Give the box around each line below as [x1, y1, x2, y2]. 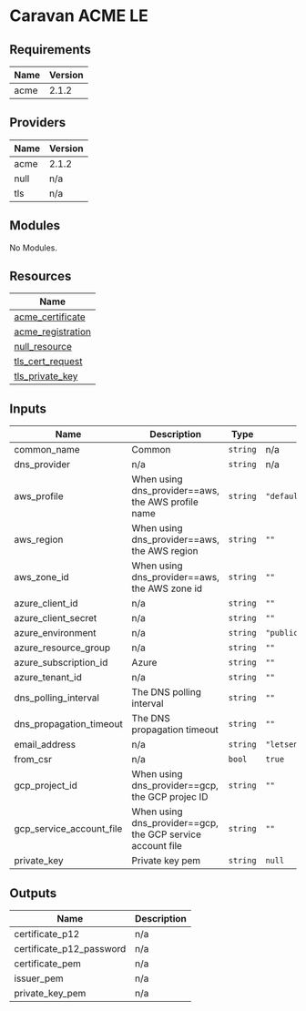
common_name [14, 444, 80, 456]
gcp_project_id [14, 780, 77, 792]
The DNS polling [131, 686, 202, 699]
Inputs [9, 401, 47, 416]
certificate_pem [14, 957, 82, 970]
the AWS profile [131, 495, 199, 508]
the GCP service [131, 828, 202, 841]
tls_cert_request [14, 355, 84, 368]
